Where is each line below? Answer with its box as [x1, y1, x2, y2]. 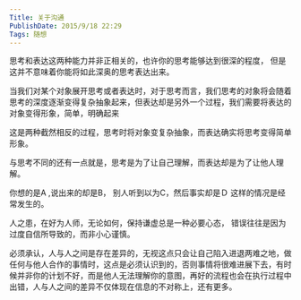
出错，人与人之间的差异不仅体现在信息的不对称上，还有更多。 [9, 281, 237, 292]
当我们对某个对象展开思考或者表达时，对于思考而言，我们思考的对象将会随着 [9, 86, 292, 97]
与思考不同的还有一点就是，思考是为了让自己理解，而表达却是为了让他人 [9, 158, 276, 168]
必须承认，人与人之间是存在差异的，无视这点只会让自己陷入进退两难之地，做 [9, 248, 292, 259]
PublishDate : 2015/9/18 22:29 [9, 21, 123, 30]
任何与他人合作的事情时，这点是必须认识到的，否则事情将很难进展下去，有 [9, 259, 284, 270]
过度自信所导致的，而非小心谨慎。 [9, 229, 135, 240]
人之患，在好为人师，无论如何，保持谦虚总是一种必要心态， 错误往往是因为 [9, 218, 287, 228]
